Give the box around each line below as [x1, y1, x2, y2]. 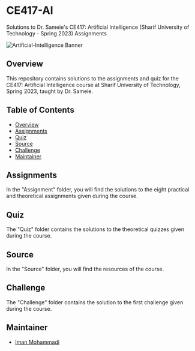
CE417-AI [6, 4, 53, 17]
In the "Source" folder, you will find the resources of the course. [6, 265, 164, 272]
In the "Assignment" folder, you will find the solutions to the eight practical [6, 186, 190, 193]
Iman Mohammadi [14, 338, 60, 346]
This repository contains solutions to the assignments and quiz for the [6, 74, 179, 82]
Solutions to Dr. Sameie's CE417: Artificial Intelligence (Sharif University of [6, 23, 190, 31]
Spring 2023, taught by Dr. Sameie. [6, 88, 93, 95]
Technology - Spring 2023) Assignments [6, 29, 107, 37]
